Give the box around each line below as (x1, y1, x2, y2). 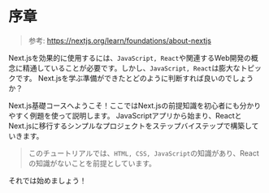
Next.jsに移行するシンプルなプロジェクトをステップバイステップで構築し (8, 121, 252, 131)
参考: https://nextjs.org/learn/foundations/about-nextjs (28, 36, 211, 45)
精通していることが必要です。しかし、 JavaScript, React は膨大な (22, 62, 241, 73)
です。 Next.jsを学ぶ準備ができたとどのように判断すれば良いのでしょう (15, 73, 254, 83)
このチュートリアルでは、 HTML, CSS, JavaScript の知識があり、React (28, 148, 259, 158)
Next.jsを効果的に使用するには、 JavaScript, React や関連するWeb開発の (8, 53, 252, 62)
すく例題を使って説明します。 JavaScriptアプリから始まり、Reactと (15, 110, 242, 120)
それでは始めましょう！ (8, 175, 87, 185)
